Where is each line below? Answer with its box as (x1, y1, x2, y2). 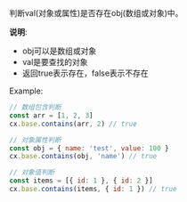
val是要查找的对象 (21, 57, 88, 67)
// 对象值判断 (9, 168, 55, 177)
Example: (9, 85, 44, 96)
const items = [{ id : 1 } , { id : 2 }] (9, 176, 153, 185)
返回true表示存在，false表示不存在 (21, 68, 149, 78)
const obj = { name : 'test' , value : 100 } (9, 143, 169, 153)
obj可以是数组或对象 (21, 45, 97, 56)
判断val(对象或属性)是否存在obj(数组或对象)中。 (9, 8, 183, 18)
